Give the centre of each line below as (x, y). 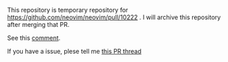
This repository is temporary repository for (68, 10)
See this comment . (34, 38)
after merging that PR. (38, 24)
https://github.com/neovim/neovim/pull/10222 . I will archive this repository (114, 17)
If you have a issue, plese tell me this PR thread (74, 51)
